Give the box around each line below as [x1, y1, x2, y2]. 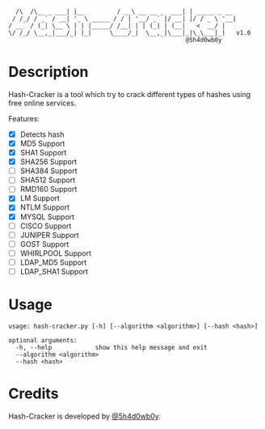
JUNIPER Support [19, 230, 79, 240]
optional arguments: [8, 336, 78, 344]
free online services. [8, 98, 77, 108]
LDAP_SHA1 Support [19, 266, 89, 276]
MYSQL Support [19, 211, 75, 222]
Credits [8, 384, 59, 403]
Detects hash [19, 130, 65, 139]
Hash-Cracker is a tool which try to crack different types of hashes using [8, 89, 251, 99]
